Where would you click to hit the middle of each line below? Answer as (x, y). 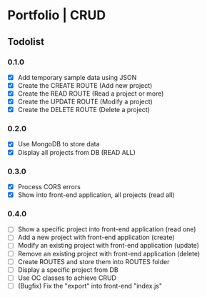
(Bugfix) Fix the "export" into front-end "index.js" (90, 286)
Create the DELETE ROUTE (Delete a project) (84, 110)
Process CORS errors (49, 186)
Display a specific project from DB (68, 270)
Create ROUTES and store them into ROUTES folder (94, 261)
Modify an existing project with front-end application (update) (108, 246)
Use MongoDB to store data (59, 144)
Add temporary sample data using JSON (77, 77)
